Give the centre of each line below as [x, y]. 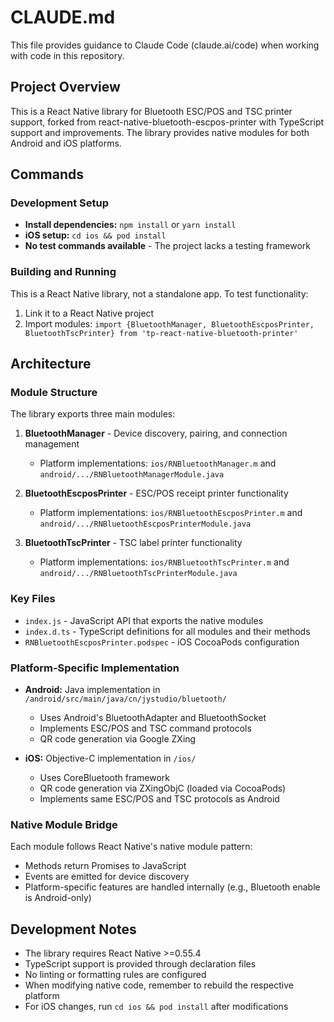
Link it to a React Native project [89, 313]
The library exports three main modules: [93, 414]
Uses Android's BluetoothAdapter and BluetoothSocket [153, 718]
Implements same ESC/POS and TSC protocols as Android [159, 799]
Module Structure [54, 393]
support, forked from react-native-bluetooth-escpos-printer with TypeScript [167, 122]
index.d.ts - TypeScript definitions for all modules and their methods [167, 631]
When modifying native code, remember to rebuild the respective [159, 985]
